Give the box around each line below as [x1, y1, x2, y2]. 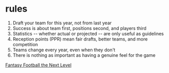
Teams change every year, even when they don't [12, 47, 116, 53]
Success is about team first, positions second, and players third [12, 25, 147, 31]
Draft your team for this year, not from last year [12, 20, 112, 26]
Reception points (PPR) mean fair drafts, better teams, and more [12, 36, 148, 42]
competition [12, 41, 38, 47]
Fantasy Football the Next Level [5, 62, 71, 68]
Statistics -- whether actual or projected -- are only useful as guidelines [12, 30, 164, 36]
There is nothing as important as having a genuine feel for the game [12, 52, 156, 58]
